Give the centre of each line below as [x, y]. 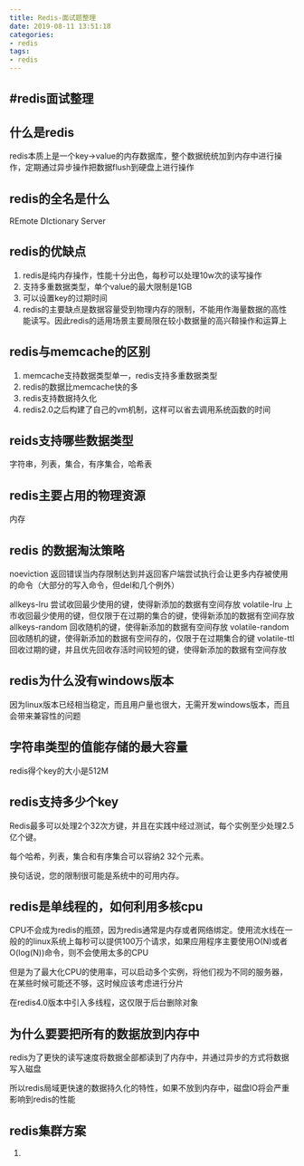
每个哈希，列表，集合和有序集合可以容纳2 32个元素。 [109, 856]
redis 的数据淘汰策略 [67, 550]
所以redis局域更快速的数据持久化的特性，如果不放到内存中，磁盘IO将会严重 [150, 1088]
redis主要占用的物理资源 [78, 495]
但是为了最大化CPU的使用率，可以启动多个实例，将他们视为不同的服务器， [148, 972]
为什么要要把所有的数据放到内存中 [104, 1034]
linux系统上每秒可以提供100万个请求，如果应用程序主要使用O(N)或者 [160, 941]
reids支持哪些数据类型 [71, 441]
